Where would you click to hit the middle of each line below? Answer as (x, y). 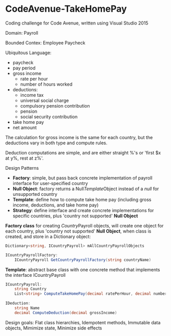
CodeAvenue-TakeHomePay (66, 9)
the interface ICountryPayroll (36, 275)
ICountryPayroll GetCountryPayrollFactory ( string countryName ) (83, 260)
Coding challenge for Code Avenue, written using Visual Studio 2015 (77, 23)
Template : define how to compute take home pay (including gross (82, 199)
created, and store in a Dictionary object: (48, 236)
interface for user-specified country (50, 183)
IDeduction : (18, 303)
